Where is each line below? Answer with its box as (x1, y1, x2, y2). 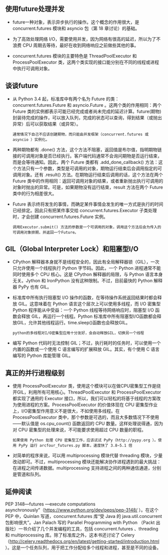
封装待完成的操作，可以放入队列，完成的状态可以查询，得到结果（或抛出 (12, 114, 162, 120)
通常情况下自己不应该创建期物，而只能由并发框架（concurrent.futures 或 (12, 132, 149, 137)
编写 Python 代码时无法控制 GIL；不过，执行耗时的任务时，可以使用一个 (12, 340, 161, 346)
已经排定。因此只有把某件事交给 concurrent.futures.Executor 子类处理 (12, 207, 157, 213)
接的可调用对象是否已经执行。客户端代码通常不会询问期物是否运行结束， (12, 152, 162, 159)
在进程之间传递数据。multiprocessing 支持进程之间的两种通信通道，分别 (12, 465, 161, 471)
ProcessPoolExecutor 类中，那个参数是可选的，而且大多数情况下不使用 (12, 414, 159, 420)
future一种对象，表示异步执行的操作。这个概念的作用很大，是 (12, 19, 139, 25)
